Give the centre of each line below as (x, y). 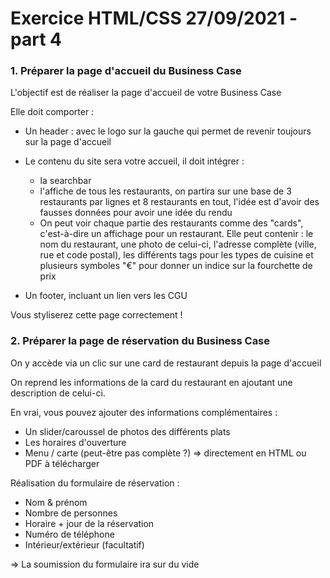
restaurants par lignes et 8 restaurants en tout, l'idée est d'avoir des (179, 202)
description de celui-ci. (58, 393)
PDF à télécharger (62, 463)
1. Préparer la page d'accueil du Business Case (126, 71)
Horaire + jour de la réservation (89, 523)
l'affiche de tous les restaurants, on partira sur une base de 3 (165, 191)
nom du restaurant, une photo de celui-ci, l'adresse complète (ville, (178, 244)
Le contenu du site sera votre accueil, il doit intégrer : (134, 161)
